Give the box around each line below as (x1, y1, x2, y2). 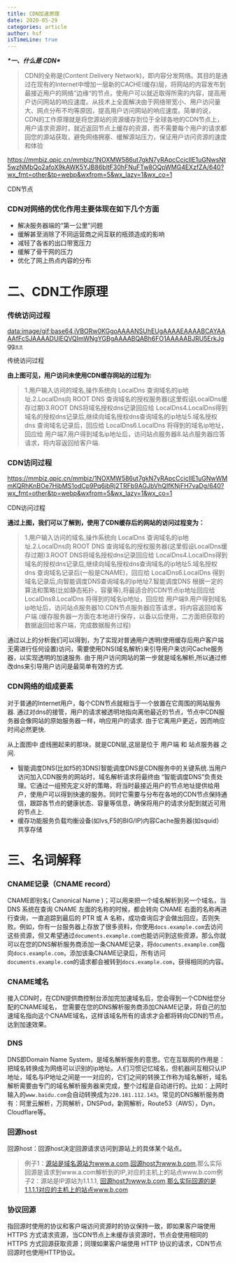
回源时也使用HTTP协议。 (7, 1248, 79, 1257)
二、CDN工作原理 (7, 283, 108, 299)
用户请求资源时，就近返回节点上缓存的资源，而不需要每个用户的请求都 (24, 124, 227, 133)
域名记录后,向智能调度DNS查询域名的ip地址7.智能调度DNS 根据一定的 (24, 577, 224, 586)
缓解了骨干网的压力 (17, 248, 73, 256)
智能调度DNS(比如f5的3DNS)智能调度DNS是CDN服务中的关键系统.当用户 (17, 764, 227, 772)
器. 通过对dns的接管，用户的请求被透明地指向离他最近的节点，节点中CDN (7, 708, 219, 716)
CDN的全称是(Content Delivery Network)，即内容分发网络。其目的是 (24, 72, 222, 80)
